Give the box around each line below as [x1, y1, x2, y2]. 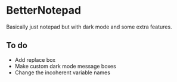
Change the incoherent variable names [14, 69, 110, 76]
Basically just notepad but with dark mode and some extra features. [6, 23, 172, 30]
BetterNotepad [6, 4, 82, 17]
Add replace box [14, 56, 55, 63]
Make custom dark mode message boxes [14, 62, 116, 70]
